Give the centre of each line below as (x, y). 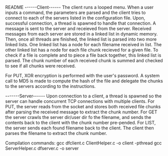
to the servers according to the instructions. (51, 86)
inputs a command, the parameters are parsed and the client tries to (75, 13)
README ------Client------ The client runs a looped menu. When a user (79, 7)
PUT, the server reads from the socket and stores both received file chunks (83, 107)
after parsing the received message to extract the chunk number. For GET (81, 112)
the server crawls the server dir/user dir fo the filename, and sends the (78, 117)
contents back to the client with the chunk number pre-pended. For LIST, (80, 123)
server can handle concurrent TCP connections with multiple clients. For (80, 101)
